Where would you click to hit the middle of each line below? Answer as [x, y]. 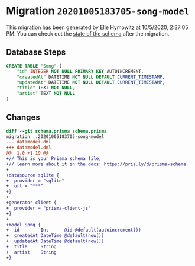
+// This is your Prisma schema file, [54, 159]
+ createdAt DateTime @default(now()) [55, 236]
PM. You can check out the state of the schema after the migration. [88, 33]
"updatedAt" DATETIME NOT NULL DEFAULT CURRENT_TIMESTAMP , [91, 82]
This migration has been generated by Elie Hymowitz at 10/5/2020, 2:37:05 [97, 27]
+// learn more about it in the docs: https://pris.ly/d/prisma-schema [96, 164]
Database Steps [36, 52]
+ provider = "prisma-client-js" [49, 208]
